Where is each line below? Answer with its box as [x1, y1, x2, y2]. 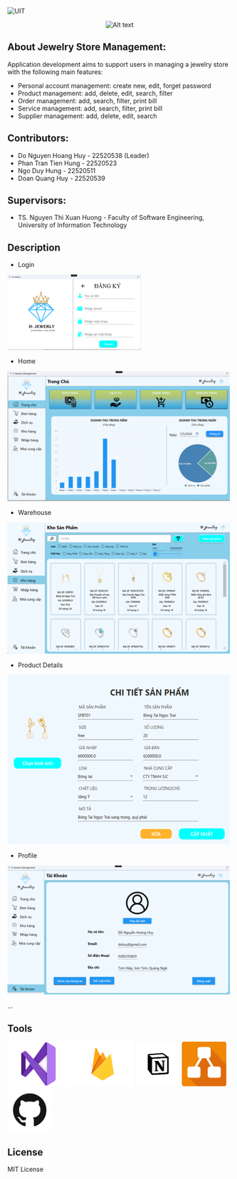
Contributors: [7, 132, 69, 145]
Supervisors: [7, 194, 66, 206]
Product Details [17, 661, 63, 669]
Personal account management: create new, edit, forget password [17, 81, 211, 90]
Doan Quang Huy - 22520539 [17, 174, 105, 182]
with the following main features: [7, 68, 103, 76]
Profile [17, 852, 38, 860]
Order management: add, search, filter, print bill [17, 96, 157, 105]
